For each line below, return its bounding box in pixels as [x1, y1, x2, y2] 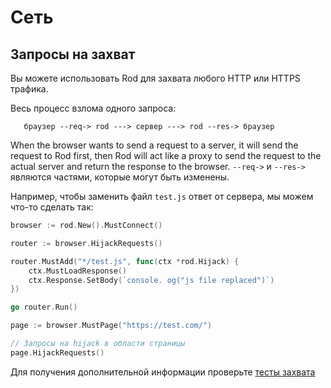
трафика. [10, 83, 49, 95]
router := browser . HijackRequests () [10, 238, 163, 248]
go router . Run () [10, 302, 78, 313]
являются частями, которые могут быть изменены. [10, 171, 230, 183]
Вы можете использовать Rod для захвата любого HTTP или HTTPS [10, 72, 301, 84]
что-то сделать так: [10, 201, 94, 213]
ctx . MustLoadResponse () [28, 266, 128, 276]
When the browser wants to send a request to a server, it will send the [10, 139, 299, 151]
